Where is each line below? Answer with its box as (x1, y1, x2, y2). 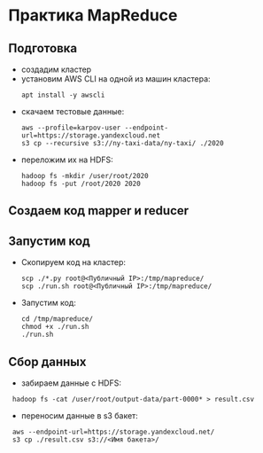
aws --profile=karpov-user (20, 123, 121, 132)
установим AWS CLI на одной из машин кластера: (20, 74, 211, 84)
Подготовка (8, 41, 77, 56)
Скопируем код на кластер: (20, 257, 126, 268)
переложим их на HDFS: (20, 154, 114, 165)
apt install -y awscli (20, 90, 105, 99)
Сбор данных (8, 354, 87, 369)
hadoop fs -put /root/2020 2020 (20, 179, 141, 188)
